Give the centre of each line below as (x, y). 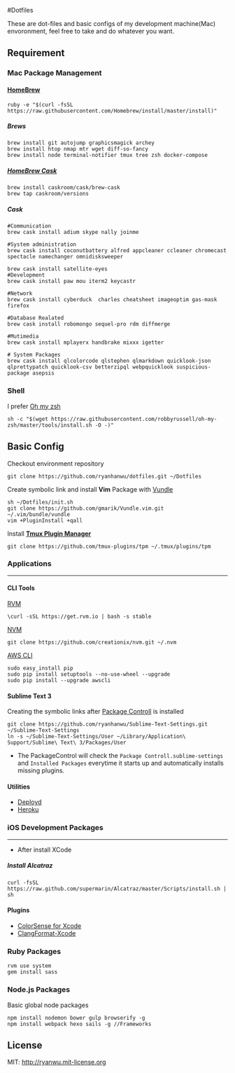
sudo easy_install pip (40, 668)
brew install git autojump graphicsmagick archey (81, 143)
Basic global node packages (48, 1005)
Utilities (19, 787)
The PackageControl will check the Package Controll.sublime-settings (120, 756)
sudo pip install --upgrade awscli (59, 681)
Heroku (28, 810)
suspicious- (193, 367)
